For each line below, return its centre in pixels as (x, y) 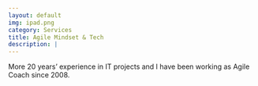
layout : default (35, 15)
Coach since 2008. (39, 75)
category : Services (40, 30)
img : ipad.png (32, 23)
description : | (33, 45)
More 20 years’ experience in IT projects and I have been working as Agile (129, 66)
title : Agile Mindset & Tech (56, 37)
